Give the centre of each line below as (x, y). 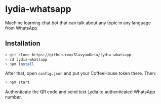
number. (14, 97)
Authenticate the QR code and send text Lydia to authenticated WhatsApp (80, 92)
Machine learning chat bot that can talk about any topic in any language (78, 23)
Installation (23, 44)
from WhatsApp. (22, 28)
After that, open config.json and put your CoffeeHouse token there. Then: (81, 73)
